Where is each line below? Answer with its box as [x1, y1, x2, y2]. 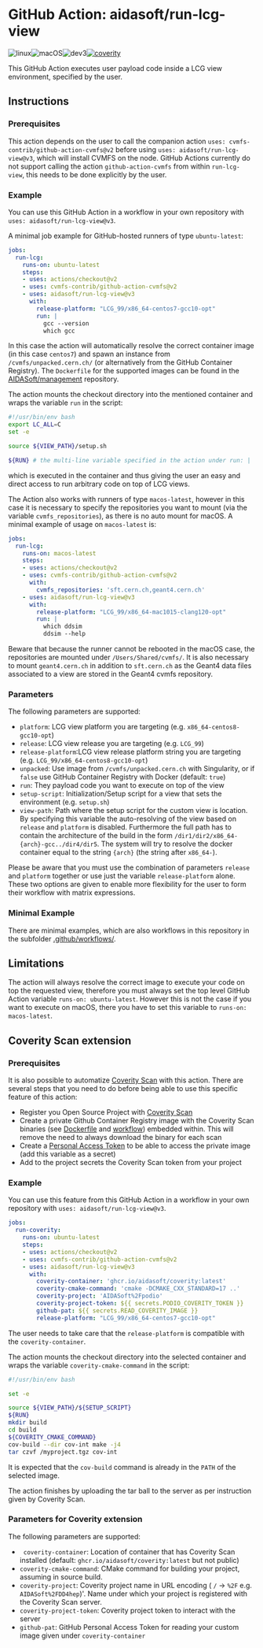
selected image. [8, 1471, 60, 1480]
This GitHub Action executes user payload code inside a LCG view [8, 63, 222, 72]
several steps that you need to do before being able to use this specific [8, 1084, 238, 1093]
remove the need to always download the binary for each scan [19, 1133, 222, 1142]
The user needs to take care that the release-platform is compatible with [8, 1328, 245, 1338]
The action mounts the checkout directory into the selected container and [8, 1352, 247, 1361]
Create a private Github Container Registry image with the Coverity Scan [19, 1116, 254, 1126]
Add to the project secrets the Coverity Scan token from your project [19, 1158, 242, 1167]
